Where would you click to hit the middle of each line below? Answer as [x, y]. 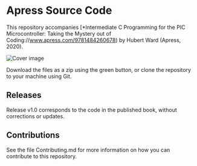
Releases [24, 95]
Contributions [33, 136]
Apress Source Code [59, 11]
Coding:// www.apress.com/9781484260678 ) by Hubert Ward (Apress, [94, 40]
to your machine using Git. [39, 76]
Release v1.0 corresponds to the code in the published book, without [92, 110]
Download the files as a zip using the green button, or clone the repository [99, 69]
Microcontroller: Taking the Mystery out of [59, 33]
